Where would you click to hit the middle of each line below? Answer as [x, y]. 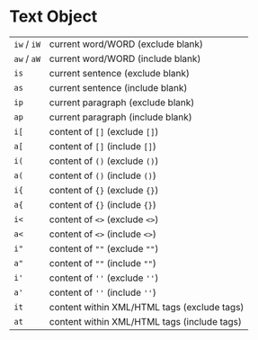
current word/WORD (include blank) [125, 58]
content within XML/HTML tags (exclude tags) [147, 307]
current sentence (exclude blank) [120, 73]
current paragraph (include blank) [120, 117]
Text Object [53, 17]
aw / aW [27, 58]
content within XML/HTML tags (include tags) [146, 321]
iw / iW [27, 44]
